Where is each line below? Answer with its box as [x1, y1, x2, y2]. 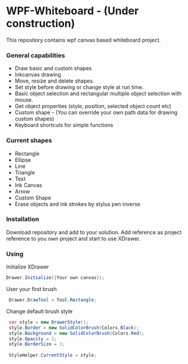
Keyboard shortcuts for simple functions [14, 122, 114, 129]
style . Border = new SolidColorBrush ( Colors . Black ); [8, 325, 139, 331]
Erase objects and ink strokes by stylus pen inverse [14, 200, 141, 207]
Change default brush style [6, 308, 73, 315]
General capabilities [6, 51, 65, 59]
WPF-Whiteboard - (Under [6, 4, 139, 18]
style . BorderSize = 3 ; [8, 341, 65, 347]
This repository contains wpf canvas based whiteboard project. [6, 36, 161, 43]
